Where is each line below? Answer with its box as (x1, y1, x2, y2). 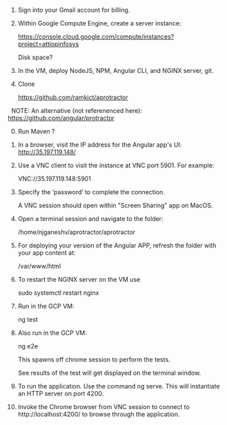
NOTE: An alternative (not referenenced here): (10, 107, 142, 114)
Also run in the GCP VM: (17, 329, 87, 337)
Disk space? (17, 53, 53, 61)
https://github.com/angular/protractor (8, 114, 115, 122)
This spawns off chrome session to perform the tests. (17, 355, 171, 364)
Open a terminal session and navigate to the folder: (17, 215, 164, 222)
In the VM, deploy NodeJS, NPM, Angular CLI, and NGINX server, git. (17, 67, 214, 74)
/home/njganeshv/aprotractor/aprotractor (17, 228, 136, 236)
